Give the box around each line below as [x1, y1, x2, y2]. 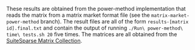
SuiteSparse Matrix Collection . [6, 37, 83, 44]
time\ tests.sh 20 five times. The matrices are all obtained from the [6, 31, 177, 38]
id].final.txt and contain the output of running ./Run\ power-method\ [6, 24, 183, 31]
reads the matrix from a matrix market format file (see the [6, 11, 150, 19]
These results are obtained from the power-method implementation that [6, 5, 186, 12]
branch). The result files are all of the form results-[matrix [40, 18, 189, 25]
